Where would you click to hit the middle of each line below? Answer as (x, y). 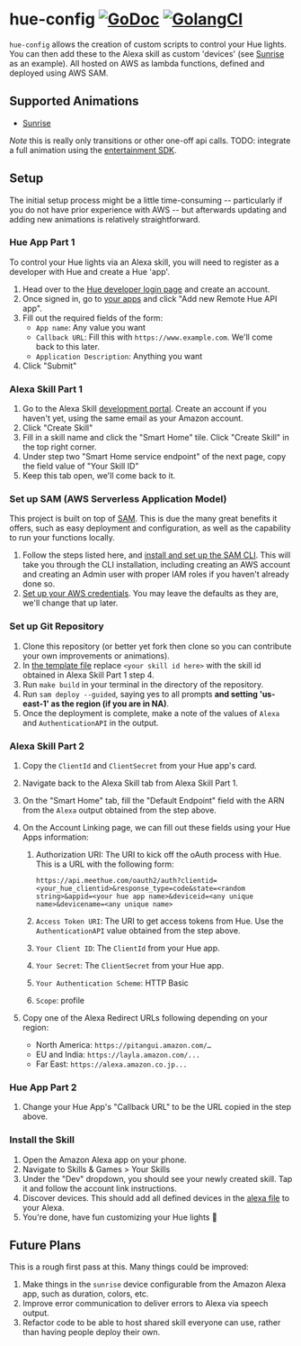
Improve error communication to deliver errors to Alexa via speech (145, 1304)
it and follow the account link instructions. (100, 1188)
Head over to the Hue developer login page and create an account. (146, 289)
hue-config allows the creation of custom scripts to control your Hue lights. (148, 44)
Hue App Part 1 (42, 242)
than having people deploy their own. (91, 1332)
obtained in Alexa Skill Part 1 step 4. (88, 675)
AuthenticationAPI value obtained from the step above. (138, 931)
